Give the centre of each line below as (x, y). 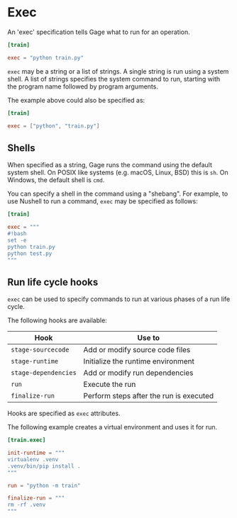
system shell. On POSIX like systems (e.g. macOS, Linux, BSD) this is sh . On (118, 173)
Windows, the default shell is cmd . (56, 180)
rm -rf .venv (27, 505)
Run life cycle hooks (53, 282)
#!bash (17, 234)
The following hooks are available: (57, 320)
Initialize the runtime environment (139, 361)
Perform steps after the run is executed (149, 396)
